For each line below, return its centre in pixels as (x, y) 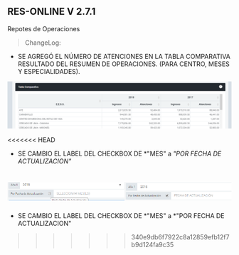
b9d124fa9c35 (153, 245)
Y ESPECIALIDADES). (49, 71)
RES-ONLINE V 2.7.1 (52, 12)
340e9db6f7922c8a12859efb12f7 (180, 237)
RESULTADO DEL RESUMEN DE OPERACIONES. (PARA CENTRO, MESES (123, 64)
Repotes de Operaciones (44, 28)
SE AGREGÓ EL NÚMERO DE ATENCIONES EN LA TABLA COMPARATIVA (124, 56)
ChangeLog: (43, 43)
